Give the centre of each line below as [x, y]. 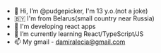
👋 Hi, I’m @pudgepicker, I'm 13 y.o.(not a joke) [81, 11]
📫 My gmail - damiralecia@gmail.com [70, 42]
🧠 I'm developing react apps [55, 26]
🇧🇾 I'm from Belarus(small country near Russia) [84, 18]
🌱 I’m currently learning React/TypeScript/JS [79, 34]
